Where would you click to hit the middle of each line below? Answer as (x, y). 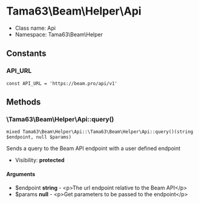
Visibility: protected (40, 160)
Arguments (21, 174)
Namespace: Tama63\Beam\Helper (59, 34)
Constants (26, 54)
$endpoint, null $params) (39, 137)
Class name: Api (35, 28)
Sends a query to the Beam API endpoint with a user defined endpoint (93, 148)
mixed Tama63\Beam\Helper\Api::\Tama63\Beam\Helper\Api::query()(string (100, 132)
